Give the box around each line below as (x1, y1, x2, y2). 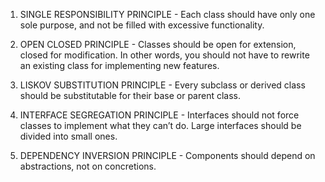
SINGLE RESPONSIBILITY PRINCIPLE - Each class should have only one (19, 9, 316, 20)
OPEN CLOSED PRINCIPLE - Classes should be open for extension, (19, 39, 297, 50)
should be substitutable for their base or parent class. (19, 90, 242, 101)
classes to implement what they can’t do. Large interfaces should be (19, 120, 302, 131)
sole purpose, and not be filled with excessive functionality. (19, 19, 265, 31)
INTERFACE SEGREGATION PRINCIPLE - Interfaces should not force (19, 109, 300, 121)
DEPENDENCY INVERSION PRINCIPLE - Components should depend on (19, 150, 316, 161)
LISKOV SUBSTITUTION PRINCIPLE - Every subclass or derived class (19, 79, 306, 91)
